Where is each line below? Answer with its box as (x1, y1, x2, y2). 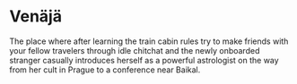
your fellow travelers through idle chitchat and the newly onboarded (9, 45, 260, 55)
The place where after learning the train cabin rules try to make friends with (9, 36, 289, 46)
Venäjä (9, 6, 63, 27)
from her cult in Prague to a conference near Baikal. (9, 64, 201, 75)
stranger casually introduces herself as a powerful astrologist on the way (9, 55, 280, 65)
